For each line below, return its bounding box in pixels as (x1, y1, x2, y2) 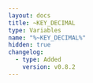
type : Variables (8, 26, 61, 34)
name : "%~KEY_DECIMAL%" (8, 33, 87, 42)
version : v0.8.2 (22, 63, 76, 71)
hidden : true (8, 41, 51, 49)
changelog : (8, 48, 44, 56)
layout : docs (8, 11, 51, 20)
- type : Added (15, 56, 61, 64)
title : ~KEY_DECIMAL (8, 19, 76, 27)
